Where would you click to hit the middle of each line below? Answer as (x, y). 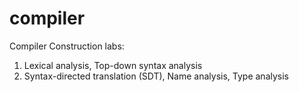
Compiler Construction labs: (67, 46)
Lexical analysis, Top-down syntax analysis (113, 65)
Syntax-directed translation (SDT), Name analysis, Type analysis (156, 76)
